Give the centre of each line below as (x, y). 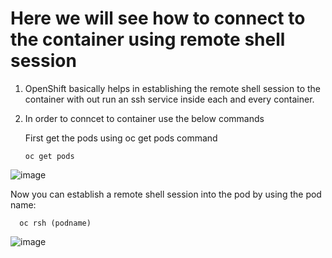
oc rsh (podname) (55, 223)
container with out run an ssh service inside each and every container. (169, 99)
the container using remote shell (148, 39)
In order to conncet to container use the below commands (144, 118)
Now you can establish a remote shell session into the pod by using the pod (166, 194)
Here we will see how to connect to (158, 18)
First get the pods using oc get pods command (121, 138)
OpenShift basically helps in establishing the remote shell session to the (173, 88)
